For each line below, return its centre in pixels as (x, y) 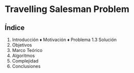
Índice (15, 28)
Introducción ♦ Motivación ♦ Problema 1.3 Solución (64, 39)
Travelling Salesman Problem (67, 9)
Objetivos (22, 45)
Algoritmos (23, 55)
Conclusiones (26, 66)
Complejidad (25, 61)
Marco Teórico (27, 50)
